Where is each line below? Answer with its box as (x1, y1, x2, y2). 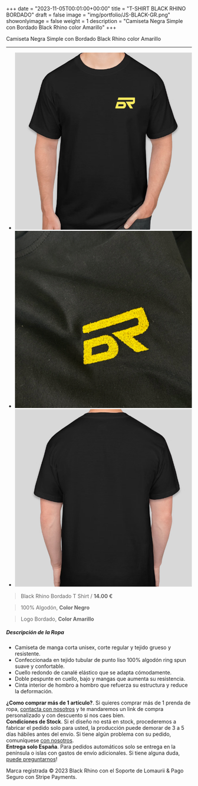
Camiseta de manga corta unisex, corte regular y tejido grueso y (14, 644, 171, 651)
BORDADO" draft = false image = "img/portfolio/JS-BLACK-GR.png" (6, 11, 171, 18)
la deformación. (14, 687, 53, 694)
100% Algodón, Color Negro (20, 604, 90, 611)
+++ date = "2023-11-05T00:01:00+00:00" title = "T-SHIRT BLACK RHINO (6, 5, 186, 12)
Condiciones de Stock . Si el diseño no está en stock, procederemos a (6, 717, 177, 725)
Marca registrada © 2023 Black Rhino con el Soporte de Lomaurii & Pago (6, 767, 184, 774)
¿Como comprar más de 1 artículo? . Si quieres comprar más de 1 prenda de (6, 699, 191, 706)
